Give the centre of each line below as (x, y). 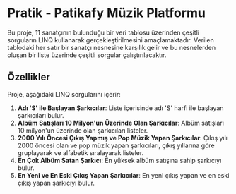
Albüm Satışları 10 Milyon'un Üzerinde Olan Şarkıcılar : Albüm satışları (121, 123)
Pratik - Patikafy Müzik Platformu (107, 13)
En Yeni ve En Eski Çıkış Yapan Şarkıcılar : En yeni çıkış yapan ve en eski (123, 175)
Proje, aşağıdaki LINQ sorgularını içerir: (64, 94)
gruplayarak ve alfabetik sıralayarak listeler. (81, 152)
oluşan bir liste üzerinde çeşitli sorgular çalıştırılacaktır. (87, 55)
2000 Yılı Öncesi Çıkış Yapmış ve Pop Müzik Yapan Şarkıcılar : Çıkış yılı (123, 138)
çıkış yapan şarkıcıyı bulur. (56, 183)
